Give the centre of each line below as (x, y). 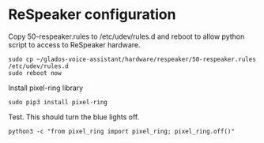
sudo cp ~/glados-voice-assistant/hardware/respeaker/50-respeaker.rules (132, 59)
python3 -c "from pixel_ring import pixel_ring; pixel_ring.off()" (122, 131)
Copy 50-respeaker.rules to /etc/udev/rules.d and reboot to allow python (126, 36)
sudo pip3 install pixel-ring (58, 102)
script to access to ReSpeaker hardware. (74, 44)
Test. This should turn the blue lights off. (74, 117)
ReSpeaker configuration (92, 15)
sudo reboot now (35, 73)
